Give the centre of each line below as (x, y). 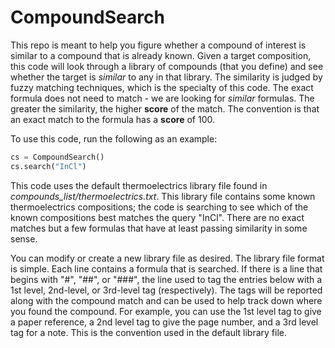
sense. (24, 238)
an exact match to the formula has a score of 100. (112, 119)
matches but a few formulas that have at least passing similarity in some (159, 228)
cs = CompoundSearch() (57, 157)
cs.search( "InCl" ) (48, 166)
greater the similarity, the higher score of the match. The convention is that (165, 108)
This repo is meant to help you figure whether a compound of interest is (158, 45)
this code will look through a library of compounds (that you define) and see (167, 66)
